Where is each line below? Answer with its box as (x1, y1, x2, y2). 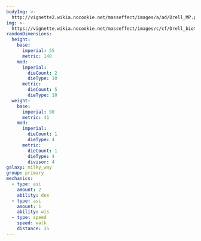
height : (11, 36, 31, 42)
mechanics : (6, 176, 33, 182)
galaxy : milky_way (6, 164, 52, 170)
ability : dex (17, 192, 50, 198)
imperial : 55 (22, 48, 55, 54)
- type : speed (11, 215, 47, 221)
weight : (11, 97, 31, 103)
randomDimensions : (6, 31, 52, 37)
